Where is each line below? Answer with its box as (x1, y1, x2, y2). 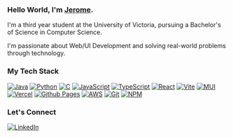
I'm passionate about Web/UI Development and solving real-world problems (7, 42, 226, 50)
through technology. (7, 49, 66, 57)
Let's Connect (7, 107, 57, 116)
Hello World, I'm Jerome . (7, 5, 94, 15)
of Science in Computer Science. (7, 28, 103, 36)
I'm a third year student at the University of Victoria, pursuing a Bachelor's (7, 21, 222, 29)
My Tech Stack (7, 66, 59, 76)
